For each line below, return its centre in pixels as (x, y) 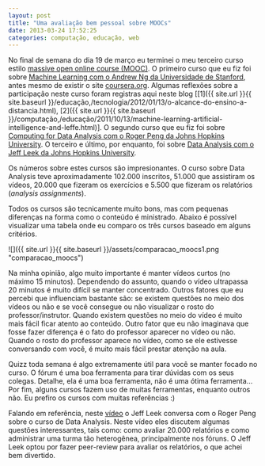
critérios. (23, 234)
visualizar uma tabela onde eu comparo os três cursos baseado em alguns (130, 226)
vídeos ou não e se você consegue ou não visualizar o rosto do (111, 307)
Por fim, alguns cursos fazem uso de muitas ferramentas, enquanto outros (129, 390)
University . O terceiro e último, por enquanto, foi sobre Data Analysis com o (131, 144)
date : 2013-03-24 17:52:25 (53, 30)
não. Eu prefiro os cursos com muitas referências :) (92, 398)
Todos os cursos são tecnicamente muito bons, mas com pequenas (118, 209)
